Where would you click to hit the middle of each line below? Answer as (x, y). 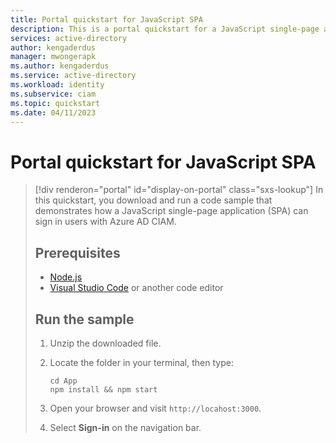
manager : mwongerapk (53, 57)
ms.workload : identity (57, 85)
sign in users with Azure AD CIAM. (105, 222)
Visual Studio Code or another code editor (136, 288)
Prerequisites (77, 252)
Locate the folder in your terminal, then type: (141, 362)
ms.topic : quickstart (55, 103)
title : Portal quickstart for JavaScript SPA (106, 19)
